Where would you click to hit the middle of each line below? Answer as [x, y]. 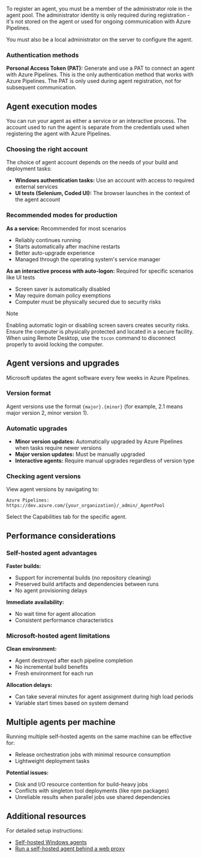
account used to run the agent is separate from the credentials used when [98, 127]
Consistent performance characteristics [64, 620]
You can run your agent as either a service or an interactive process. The [97, 121]
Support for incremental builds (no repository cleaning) [83, 578]
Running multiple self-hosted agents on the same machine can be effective [99, 736]
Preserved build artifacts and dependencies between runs [87, 584]
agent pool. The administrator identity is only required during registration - [98, 15]
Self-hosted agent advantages [52, 553]
